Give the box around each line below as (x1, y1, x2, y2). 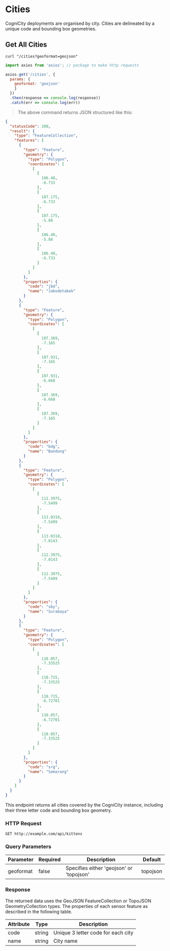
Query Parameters (5, 843, 52, 850)
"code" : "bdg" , (27, 444, 60, 449)
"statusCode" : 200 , (10, 124, 51, 129)
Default (142, 856, 161, 863)
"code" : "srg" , (27, 764, 60, 770)
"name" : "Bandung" (27, 449, 67, 454)
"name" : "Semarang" (27, 769, 69, 774)
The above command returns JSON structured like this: (17, 109, 133, 115)
